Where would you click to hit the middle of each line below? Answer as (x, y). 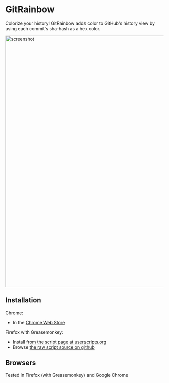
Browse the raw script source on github (53, 347)
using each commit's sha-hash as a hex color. (53, 28)
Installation (23, 300)
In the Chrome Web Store (39, 322)
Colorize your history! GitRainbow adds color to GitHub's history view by (80, 23)
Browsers (21, 363)
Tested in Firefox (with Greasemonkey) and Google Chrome (67, 375)
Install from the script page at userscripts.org (59, 342)
